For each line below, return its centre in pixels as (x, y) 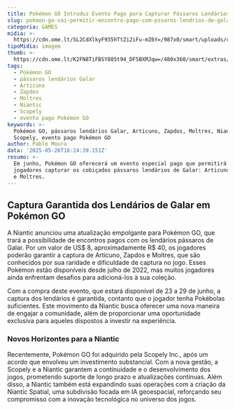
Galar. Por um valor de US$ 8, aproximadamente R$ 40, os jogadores (107, 248)
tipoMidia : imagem (34, 46)
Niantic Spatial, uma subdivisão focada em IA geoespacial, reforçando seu (114, 391)
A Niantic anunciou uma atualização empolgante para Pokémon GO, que (111, 233)
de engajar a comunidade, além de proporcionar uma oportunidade (104, 313)
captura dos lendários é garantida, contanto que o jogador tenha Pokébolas (116, 299)
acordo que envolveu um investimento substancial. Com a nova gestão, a (113, 362)
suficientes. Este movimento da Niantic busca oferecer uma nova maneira (114, 306)
